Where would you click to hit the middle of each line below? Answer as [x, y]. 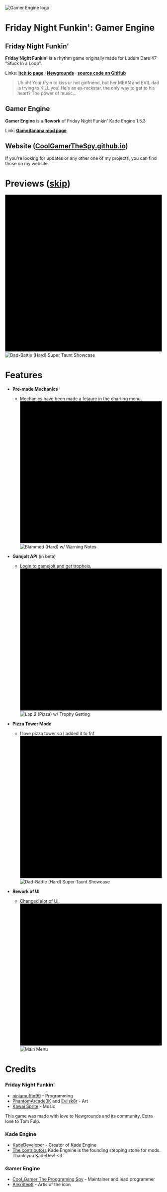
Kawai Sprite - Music [34, 1106]
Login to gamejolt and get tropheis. [56, 566]
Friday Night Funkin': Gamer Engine [80, 28]
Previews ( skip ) [38, 183]
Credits [21, 1069]
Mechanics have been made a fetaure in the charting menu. [81, 399]
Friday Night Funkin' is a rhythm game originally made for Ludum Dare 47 [81, 58]
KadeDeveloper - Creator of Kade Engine [54, 1145]
